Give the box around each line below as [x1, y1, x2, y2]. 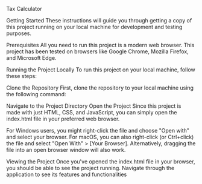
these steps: [6, 73, 37, 79]
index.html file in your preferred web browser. [6, 115, 120, 122]
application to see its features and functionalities [6, 171, 127, 178]
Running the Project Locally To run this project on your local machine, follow [6, 66, 195, 73]
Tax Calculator [6, 5, 42, 12]
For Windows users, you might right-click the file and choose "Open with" [6, 127, 190, 134]
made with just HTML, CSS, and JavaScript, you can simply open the [6, 109, 177, 116]
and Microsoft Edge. [6, 54, 57, 61]
